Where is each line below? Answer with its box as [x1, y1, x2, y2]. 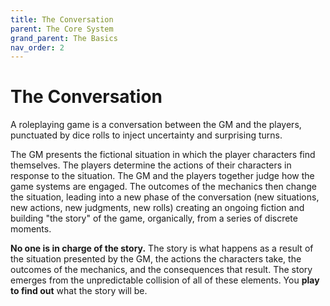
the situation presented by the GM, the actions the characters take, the [10, 253, 302, 265]
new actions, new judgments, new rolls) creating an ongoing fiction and [10, 202, 305, 214]
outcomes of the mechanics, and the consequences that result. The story [10, 264, 313, 276]
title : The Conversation [10, 14, 114, 25]
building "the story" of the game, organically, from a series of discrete [10, 212, 298, 225]
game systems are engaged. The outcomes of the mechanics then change [10, 181, 317, 193]
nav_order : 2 [10, 42, 65, 53]
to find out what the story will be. [10, 285, 148, 297]
